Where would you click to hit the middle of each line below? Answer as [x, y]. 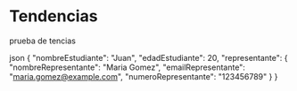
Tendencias [54, 16]
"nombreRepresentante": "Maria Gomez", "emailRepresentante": [127, 67]
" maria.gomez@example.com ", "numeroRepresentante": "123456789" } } [144, 76]
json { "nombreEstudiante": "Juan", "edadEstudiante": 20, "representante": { [148, 57]
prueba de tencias [42, 41]
